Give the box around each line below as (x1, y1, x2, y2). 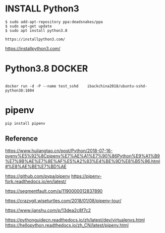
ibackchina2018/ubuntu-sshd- (87, 83, 148, 88)
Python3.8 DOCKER (5, 63, 88, 75)
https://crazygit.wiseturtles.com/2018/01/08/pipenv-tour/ (5, 197, 121, 204)
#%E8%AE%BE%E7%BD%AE (5, 163, 67, 169)
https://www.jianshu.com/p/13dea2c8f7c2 (5, 207, 91, 213)
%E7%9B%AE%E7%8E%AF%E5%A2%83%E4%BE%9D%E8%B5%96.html (5, 158, 160, 164)
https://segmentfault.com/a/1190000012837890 (5, 188, 103, 194)
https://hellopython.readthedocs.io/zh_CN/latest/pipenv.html (5, 222, 129, 228)
